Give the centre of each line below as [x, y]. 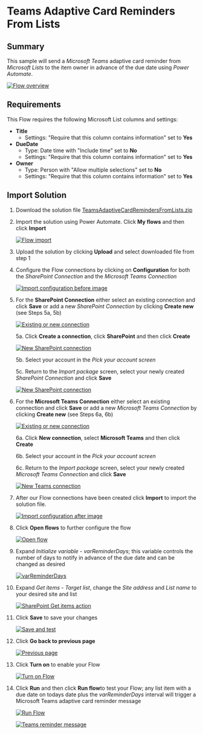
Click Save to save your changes [56, 618]
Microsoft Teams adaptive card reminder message [78, 701]
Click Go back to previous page [55, 641]
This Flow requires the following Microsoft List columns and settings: [92, 119]
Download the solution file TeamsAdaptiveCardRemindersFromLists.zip [104, 210]
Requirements [34, 105]
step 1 [23, 258]
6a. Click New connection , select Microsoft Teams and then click [98, 437]
